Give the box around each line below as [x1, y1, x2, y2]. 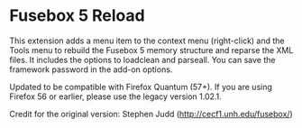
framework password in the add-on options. [9, 64, 173, 75]
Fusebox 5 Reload [9, 5, 146, 26]
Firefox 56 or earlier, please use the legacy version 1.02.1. [9, 91, 223, 102]
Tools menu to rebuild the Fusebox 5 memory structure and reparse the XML [9, 44, 294, 55]
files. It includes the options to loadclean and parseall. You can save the [9, 54, 276, 65]
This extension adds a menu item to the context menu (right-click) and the [9, 35, 286, 46]
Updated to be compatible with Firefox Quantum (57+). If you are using [9, 81, 273, 92]
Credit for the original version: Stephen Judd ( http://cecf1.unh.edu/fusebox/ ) [9, 108, 293, 119]
